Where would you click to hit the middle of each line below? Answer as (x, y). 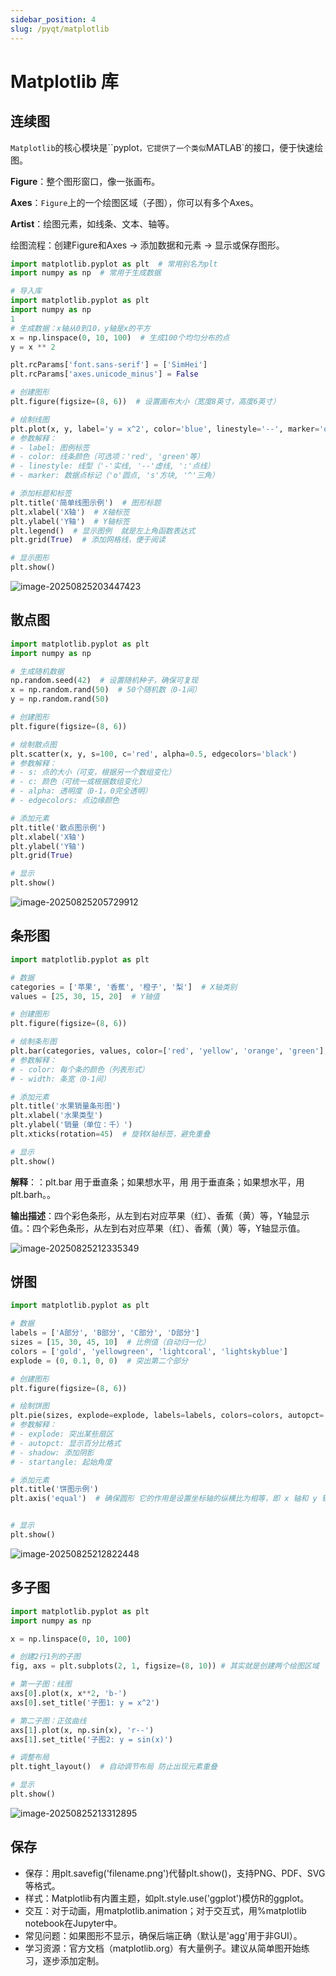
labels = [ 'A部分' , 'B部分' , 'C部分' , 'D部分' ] (105, 1333)
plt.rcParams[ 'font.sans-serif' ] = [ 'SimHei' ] (109, 365)
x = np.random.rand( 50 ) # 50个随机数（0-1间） (106, 690)
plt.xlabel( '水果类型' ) (56, 1116)
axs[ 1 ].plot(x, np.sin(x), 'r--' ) (82, 1730)
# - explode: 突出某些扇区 (62, 1434)
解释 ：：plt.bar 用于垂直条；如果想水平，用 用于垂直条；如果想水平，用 (157, 1182)
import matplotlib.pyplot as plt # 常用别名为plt (114, 264)
